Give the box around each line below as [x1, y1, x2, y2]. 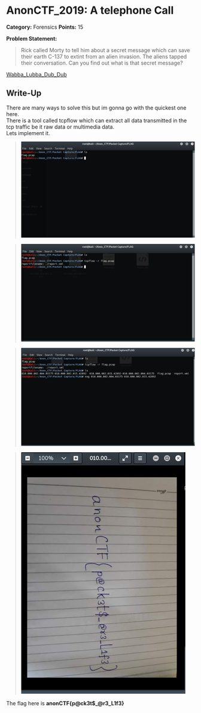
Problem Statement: [6, 35, 57, 42]
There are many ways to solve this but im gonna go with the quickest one [6, 104, 187, 111]
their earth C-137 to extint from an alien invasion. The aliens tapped [20, 53, 187, 60]
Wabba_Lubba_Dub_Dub [6, 71, 67, 78]
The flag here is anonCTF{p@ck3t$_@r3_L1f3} [6, 699, 124, 706]
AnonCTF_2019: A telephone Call [6, 4, 174, 17]
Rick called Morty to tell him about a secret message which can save [20, 46, 190, 54]
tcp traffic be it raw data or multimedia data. [6, 123, 115, 130]
